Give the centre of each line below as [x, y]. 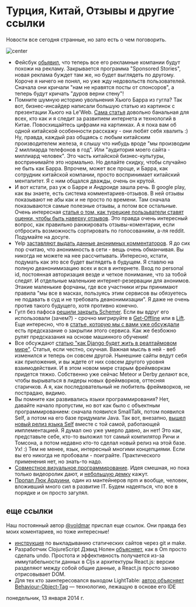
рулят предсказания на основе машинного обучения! [82, 336]
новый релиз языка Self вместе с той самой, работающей [87, 424]
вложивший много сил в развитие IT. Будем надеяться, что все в [96, 486]
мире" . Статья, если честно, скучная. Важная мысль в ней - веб [95, 349]
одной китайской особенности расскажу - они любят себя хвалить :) [101, 131]
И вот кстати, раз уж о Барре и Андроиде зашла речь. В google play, [100, 187]
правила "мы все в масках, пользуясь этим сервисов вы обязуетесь [101, 293]
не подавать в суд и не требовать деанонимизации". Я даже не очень [102, 299]
